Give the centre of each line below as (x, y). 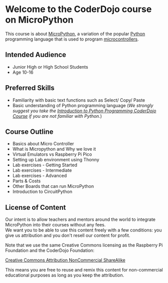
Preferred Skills (30, 88)
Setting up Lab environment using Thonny (56, 160)
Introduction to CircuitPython (42, 192)
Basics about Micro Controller (43, 144)
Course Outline (29, 131)
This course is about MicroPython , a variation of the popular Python (75, 34)
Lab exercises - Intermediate (42, 170)
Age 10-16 (23, 72)
